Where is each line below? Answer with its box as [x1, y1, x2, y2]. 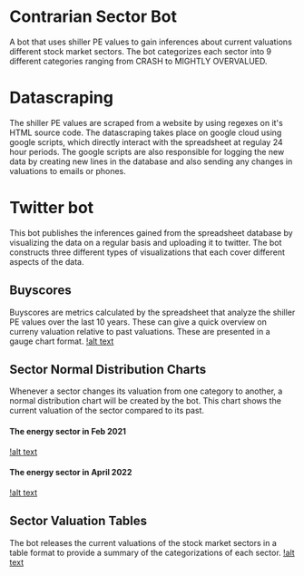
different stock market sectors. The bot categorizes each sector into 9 [9, 45, 272, 56]
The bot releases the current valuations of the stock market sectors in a [9, 537, 277, 548]
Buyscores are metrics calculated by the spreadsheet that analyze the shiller [9, 307, 296, 317]
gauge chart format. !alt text [9, 336, 114, 347]
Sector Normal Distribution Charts [9, 362, 207, 377]
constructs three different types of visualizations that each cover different [9, 247, 286, 258]
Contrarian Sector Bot [9, 6, 177, 27]
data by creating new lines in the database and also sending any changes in [9, 156, 293, 167]
